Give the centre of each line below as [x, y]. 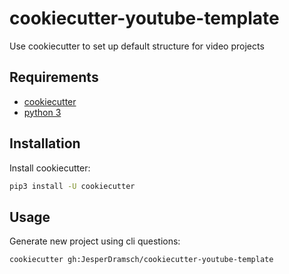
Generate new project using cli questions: [95, 241]
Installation [45, 143]
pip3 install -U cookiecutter [72, 186]
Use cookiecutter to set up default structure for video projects [137, 46]
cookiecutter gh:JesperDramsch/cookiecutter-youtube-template [141, 260]
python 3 [42, 112]
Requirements [54, 77]
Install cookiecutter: [50, 168]
